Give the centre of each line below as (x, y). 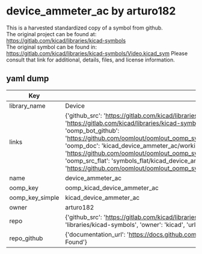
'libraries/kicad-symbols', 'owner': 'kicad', (125, 225)
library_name (28, 105)
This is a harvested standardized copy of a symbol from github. (85, 28)
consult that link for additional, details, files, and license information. (91, 60)
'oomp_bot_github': (92, 131)
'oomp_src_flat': (87, 161)
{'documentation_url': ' (97, 234)
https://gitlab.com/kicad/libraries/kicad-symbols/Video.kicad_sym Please (97, 53)
